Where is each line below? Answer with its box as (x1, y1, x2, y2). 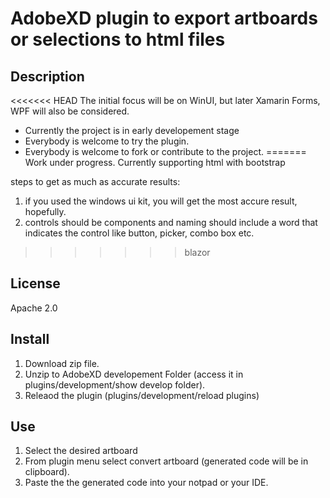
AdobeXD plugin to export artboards (10, 7, 318, 30)
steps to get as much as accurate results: (10, 176, 181, 187)
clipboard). (24, 466, 70, 478)
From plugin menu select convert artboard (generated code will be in (24, 455, 309, 467)
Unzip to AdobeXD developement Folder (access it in (24, 368, 244, 380)
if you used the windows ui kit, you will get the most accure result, (24, 195, 298, 207)
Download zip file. (24, 357, 100, 369)
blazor (184, 247, 211, 258)
